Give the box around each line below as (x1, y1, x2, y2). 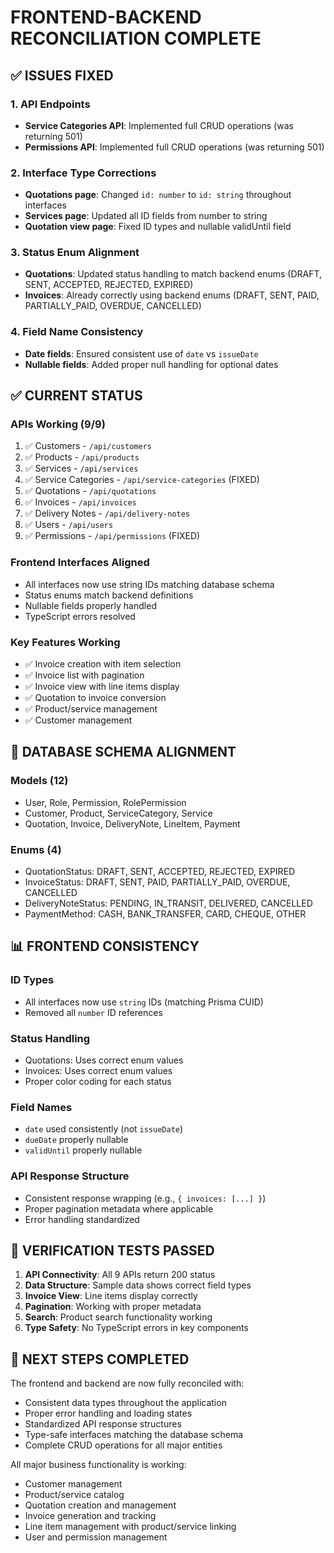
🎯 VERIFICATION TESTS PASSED (10, 1242, 215, 1259)
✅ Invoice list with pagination (24, 669, 145, 681)
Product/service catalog (24, 1489, 125, 1501)
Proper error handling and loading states (24, 1407, 193, 1420)
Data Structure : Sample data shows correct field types (24, 1279, 252, 1291)
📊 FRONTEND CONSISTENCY (10, 938, 200, 955)
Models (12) (10, 774, 69, 788)
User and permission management (24, 1531, 168, 1543)
